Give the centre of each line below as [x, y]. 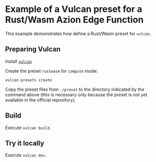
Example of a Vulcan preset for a [74, 9]
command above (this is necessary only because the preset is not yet [76, 94]
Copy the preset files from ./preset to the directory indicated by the [75, 89]
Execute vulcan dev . [26, 155]
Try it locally [25, 143]
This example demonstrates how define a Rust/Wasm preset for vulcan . [78, 33]
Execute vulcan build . [28, 128]
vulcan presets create [29, 80]
